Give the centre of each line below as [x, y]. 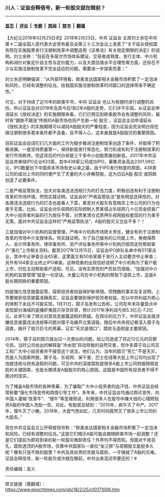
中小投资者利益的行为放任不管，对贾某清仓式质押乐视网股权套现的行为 [80, 215]
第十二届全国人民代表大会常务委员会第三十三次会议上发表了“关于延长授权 [79, 44]
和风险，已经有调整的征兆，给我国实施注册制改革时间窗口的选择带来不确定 [80, 85]
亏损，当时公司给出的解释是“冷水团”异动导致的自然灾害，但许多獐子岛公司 [80, 345]
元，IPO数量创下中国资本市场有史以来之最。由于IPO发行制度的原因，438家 [81, 167]
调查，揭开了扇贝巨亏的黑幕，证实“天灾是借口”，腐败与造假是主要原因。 [78, 328]
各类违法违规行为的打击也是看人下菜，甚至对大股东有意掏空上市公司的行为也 [82, 202]
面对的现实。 [18, 376]
